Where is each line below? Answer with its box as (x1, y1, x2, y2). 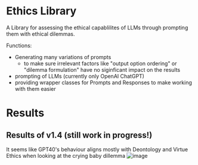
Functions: (6, 42, 32, 49)
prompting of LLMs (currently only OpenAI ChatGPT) (14, 72, 145, 80)
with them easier (14, 85, 57, 92)
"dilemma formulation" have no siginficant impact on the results (23, 66, 181, 73)
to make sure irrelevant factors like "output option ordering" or (23, 60, 177, 67)
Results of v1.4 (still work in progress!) (6, 130, 153, 140)
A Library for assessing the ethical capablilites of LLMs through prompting (6, 24, 188, 31)
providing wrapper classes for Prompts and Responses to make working (14, 79, 193, 86)
